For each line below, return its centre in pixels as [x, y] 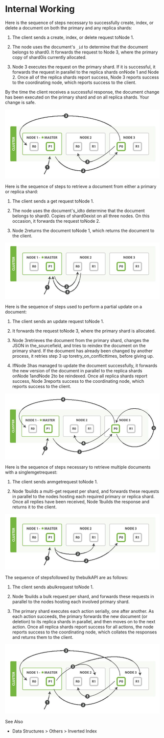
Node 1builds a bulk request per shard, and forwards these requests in [83, 597]
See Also [14, 721]
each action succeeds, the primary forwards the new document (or [80, 616]
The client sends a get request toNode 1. [53, 201]
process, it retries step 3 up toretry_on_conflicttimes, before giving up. [83, 356]
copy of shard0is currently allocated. [49, 57]
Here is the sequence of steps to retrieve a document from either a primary [81, 186]
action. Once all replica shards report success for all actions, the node [83, 627]
